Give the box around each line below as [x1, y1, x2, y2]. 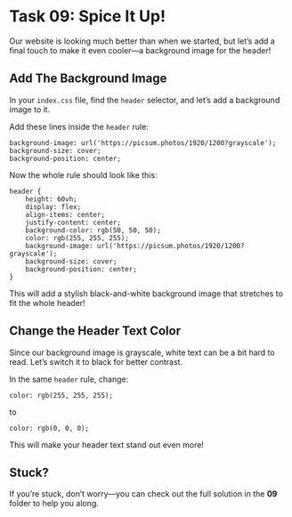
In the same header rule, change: [9, 374, 129, 384]
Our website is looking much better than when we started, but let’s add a [9, 36, 276, 46]
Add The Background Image [9, 71, 167, 86]
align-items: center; [25, 210, 105, 219]
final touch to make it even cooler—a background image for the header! [9, 44, 272, 55]
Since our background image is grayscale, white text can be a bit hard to [9, 347, 275, 358]
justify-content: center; [25, 218, 122, 227]
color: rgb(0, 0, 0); [9, 424, 90, 432]
